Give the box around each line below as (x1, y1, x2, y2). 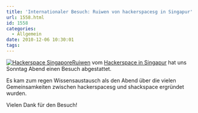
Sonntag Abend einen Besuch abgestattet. (6, 65, 112, 72)
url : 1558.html (6, 14, 45, 20)
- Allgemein (11, 31, 42, 37)
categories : (6, 25, 36, 32)
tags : (6, 43, 20, 49)
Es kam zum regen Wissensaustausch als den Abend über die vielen (6, 76, 176, 84)
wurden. (6, 90, 27, 97)
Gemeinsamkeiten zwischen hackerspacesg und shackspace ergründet (6, 83, 184, 90)
